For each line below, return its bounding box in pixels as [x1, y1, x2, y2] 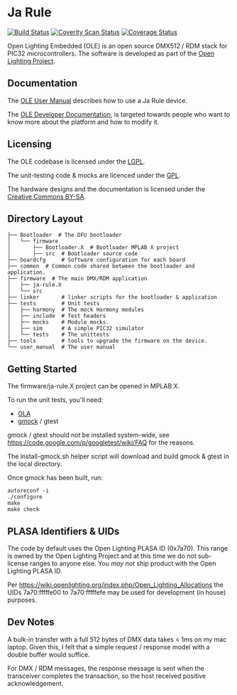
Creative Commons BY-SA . [7, 192, 87, 201]
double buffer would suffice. [7, 650, 90, 659]
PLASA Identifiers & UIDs [7, 525, 120, 537]
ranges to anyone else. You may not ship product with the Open [29, 559, 216, 568]
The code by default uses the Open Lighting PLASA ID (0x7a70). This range [7, 544, 228, 552]
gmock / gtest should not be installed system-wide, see [7, 431, 170, 440]
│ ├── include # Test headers [7, 312, 106, 320]
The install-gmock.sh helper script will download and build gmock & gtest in [7, 452, 229, 461]
